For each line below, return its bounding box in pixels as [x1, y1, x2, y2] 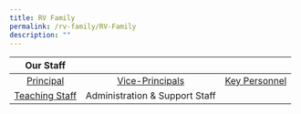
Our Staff [25, 59, 67, 72]
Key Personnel [224, 75, 287, 88]
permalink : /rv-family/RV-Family [9, 22, 137, 31]
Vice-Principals [117, 75, 185, 88]
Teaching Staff [14, 89, 78, 102]
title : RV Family [9, 13, 76, 23]
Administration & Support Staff [85, 89, 216, 102]
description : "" [9, 30, 71, 39]
